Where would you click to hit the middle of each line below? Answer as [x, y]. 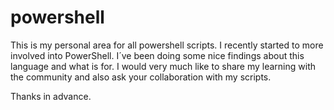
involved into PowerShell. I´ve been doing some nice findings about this [157, 55]
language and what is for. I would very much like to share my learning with [163, 66]
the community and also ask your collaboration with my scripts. [141, 77]
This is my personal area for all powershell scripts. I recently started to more [167, 45]
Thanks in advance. [51, 96]
